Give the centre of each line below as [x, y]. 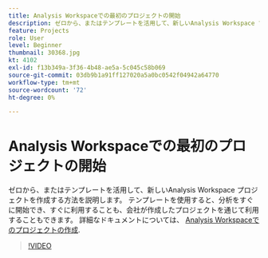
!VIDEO [39, 246]
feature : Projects [39, 30]
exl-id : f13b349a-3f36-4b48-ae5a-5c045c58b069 [87, 68]
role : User [26, 38]
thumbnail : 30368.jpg [44, 53]
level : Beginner [35, 46]
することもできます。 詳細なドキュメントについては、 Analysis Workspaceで [134, 220]
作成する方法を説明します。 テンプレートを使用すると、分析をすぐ [144, 200]
